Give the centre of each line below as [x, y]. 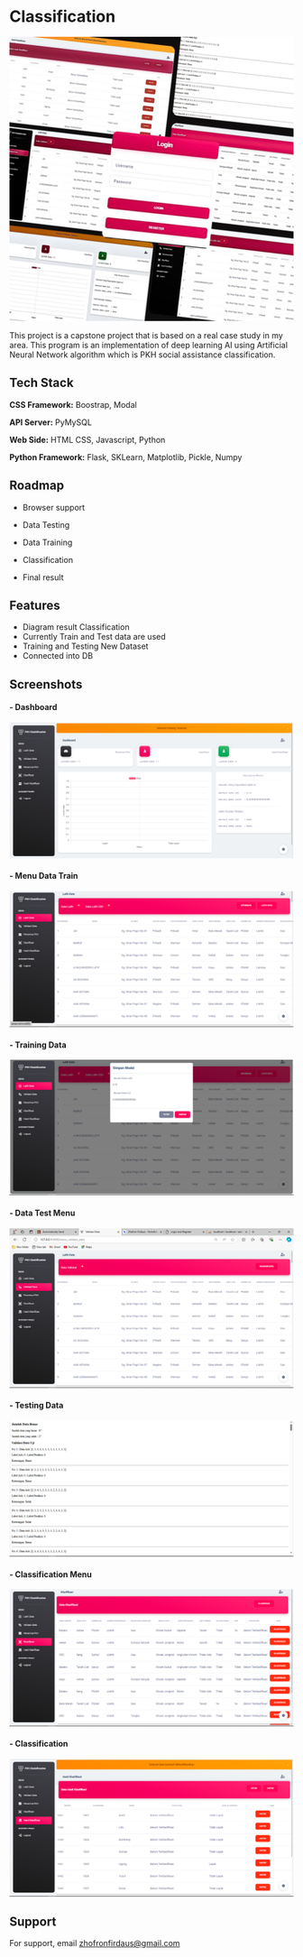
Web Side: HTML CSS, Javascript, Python [87, 439]
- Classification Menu [50, 1574]
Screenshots [46, 684]
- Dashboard [33, 707]
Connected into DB [57, 656]
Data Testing [46, 524]
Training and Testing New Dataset [85, 646]
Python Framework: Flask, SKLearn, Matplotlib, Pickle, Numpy [126, 457]
